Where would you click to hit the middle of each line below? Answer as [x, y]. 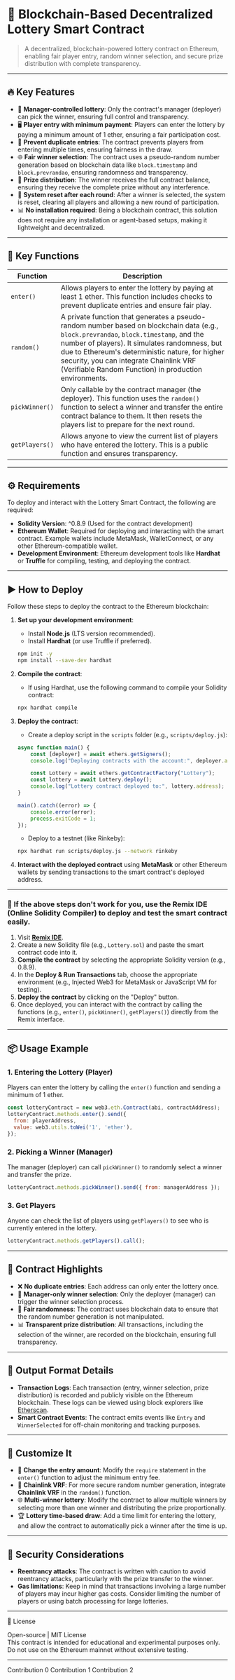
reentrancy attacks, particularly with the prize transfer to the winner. [116, 1579]
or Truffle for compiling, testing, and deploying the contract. [104, 561]
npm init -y [35, 654]
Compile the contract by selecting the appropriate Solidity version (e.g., [121, 960]
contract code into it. [48, 952]
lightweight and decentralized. [61, 227]
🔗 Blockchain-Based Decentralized [110, 14]
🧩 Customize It [40, 1454]
